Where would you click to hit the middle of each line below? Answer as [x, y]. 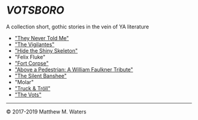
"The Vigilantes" [34, 44]
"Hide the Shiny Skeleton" [46, 50]
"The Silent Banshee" [41, 76]
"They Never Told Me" [42, 38]
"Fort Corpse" [32, 63]
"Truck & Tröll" [32, 88]
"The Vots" [28, 95]
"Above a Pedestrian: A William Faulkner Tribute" [74, 69]
